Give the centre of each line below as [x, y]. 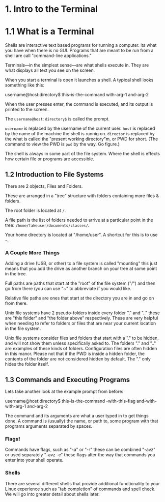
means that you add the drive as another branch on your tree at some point [81, 268]
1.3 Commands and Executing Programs [68, 380]
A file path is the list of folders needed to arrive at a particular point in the [79, 220]
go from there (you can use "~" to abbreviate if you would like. [68, 289]
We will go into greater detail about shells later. [52, 494]
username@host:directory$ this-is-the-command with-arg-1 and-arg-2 [77, 95]
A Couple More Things [32, 253]
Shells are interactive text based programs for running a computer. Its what [81, 45]
